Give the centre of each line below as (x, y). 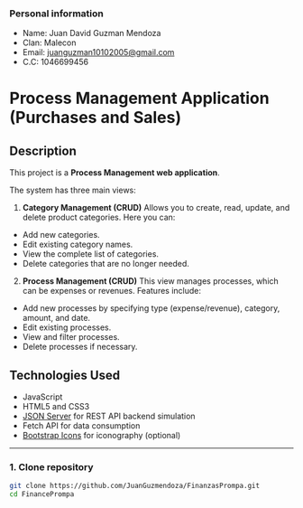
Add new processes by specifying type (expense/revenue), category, (151, 308)
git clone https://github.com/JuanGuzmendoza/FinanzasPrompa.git (134, 486)
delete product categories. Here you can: (99, 217)
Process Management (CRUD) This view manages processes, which (151, 281)
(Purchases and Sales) (96, 118)
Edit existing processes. (67, 327)
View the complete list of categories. (91, 254)
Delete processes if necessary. (80, 347)
